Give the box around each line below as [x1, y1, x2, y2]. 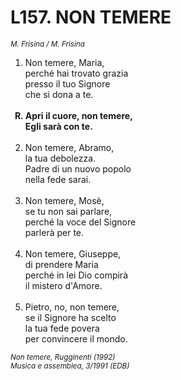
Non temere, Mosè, [24, 194, 105, 206]
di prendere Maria [24, 258, 99, 270]
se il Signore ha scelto [24, 311, 117, 323]
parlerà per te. [24, 226, 85, 238]
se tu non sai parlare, [24, 205, 113, 217]
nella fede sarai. [24, 173, 92, 185]
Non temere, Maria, [24, 56, 105, 68]
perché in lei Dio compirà [24, 269, 129, 281]
